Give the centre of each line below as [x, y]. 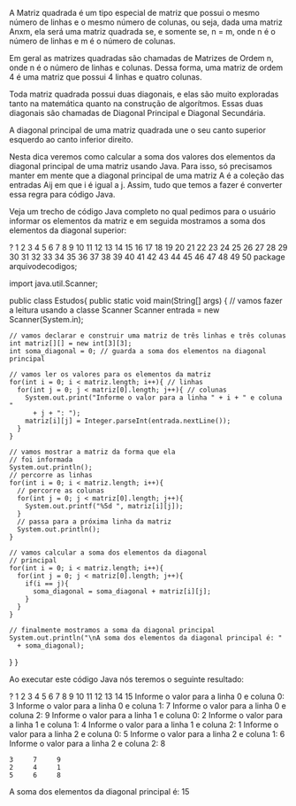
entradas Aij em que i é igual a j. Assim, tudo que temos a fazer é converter [146, 185]
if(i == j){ [47, 584]
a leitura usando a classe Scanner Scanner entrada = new [114, 310]
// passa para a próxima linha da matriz [95, 522]
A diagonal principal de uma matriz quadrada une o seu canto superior [138, 130]
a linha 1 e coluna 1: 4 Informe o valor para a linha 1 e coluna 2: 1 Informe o [144, 725]
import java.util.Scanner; [54, 283]
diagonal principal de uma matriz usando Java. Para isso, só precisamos [140, 166]
